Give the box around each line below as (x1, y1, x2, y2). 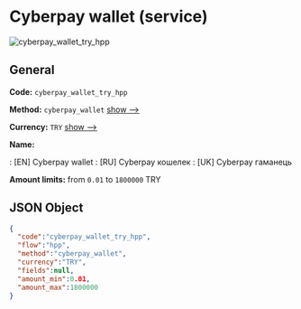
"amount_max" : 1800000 (17, 283, 99, 292)
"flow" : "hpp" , (17, 241, 70, 250)
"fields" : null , (17, 266, 75, 275)
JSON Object (9, 201, 84, 216)
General (9, 62, 56, 78)
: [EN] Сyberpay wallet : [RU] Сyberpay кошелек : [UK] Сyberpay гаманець (9, 156, 293, 167)
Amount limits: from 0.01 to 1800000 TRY (9, 173, 161, 184)
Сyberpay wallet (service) (9, 6, 208, 27)
